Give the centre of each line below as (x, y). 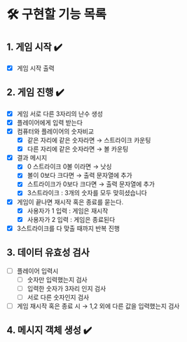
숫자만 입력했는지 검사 (57, 279)
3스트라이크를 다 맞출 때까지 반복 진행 (68, 228)
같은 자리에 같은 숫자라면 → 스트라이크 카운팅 (89, 140)
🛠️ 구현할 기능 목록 (56, 14)
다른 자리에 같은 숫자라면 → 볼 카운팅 (78, 149)
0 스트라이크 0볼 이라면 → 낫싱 (69, 166)
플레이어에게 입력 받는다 (50, 122)
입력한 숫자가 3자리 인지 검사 (67, 288)
